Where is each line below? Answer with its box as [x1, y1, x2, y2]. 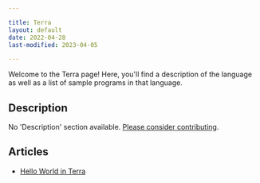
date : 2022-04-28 [8, 33, 66, 41]
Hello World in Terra [19, 166, 86, 176]
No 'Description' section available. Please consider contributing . [8, 123, 219, 132]
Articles [8, 145, 49, 159]
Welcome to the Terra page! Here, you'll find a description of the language [8, 69, 253, 80]
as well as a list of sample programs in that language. [8, 78, 183, 88]
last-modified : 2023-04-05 [8, 41, 98, 49]
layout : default [8, 25, 62, 34]
